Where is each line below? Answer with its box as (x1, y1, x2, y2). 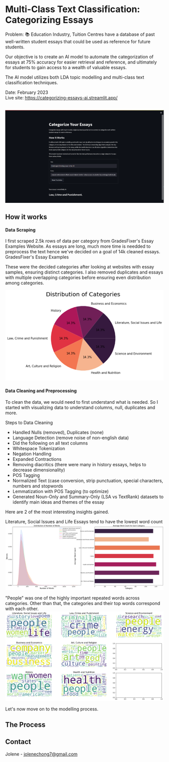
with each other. (5, 606, 39, 612)
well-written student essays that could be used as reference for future (5, 38, 151, 44)
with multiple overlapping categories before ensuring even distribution (5, 275, 151, 281)
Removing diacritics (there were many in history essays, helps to (12, 461, 147, 467)
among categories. (5, 280, 44, 286)
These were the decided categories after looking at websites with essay (5, 264, 154, 270)
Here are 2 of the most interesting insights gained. (5, 509, 109, 515)
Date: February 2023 (5, 89, 49, 95)
